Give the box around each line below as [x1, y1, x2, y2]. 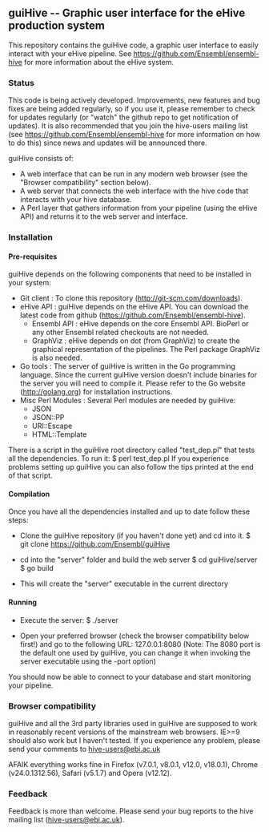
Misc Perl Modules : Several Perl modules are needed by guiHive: [19, 396, 236, 406]
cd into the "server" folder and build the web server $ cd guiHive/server [19, 555, 258, 564]
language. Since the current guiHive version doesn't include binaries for [19, 370, 258, 380]
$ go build [19, 563, 54, 573]
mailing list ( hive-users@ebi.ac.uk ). [8, 815, 125, 825]
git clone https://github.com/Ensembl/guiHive [19, 539, 171, 549]
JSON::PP [31, 413, 65, 422]
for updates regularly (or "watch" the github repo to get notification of [8, 112, 239, 123]
